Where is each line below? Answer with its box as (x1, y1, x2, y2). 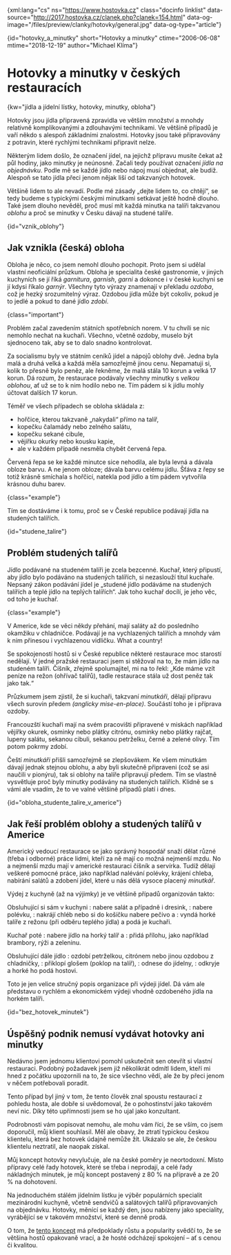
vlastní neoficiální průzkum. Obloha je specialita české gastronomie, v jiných (7, 268, 224, 276)
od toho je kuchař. (7, 594, 59, 603)
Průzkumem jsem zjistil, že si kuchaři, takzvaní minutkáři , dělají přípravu (7, 692, 212, 701)
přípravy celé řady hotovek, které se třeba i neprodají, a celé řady (7, 1163, 193, 1172)
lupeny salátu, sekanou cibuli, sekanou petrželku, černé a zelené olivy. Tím (7, 734, 220, 743)
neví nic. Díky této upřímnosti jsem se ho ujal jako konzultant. (7, 1107, 181, 1116)
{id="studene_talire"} (7, 527, 68, 535)
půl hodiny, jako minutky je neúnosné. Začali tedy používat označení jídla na (7, 159, 223, 167)
